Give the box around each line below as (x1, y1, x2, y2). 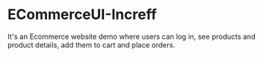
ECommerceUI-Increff (7, 6, 157, 24)
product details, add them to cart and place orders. (7, 40, 176, 49)
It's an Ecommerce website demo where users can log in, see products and (7, 32, 256, 41)
